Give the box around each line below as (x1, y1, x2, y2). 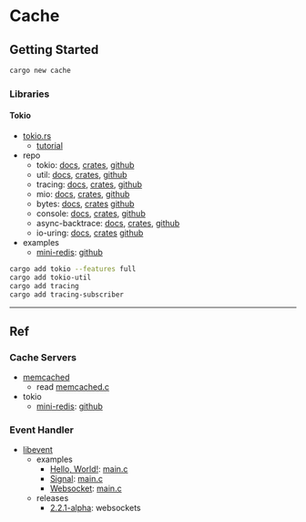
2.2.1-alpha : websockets (49, 503, 141, 514)
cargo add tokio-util (9, 273, 92, 282)
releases (36, 493, 69, 504)
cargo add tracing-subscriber (9, 289, 125, 299)
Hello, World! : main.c (49, 464, 128, 475)
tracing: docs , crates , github (36, 179, 143, 190)
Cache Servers (9, 350, 77, 363)
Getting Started (9, 42, 99, 57)
